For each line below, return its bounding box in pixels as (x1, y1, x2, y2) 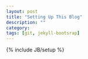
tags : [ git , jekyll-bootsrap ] (6, 30, 80, 36)
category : (6, 25, 31, 31)
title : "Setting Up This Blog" (6, 14, 83, 20)
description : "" (6, 19, 46, 25)
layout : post (6, 8, 38, 15)
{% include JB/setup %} (6, 46, 65, 53)
